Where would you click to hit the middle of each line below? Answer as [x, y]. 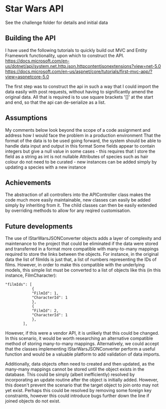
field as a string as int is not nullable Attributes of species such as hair [77, 156]
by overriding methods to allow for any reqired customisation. [68, 210]
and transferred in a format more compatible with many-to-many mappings [82, 249]
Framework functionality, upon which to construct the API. [65, 55]
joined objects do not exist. [33, 401]
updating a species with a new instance [45, 167]
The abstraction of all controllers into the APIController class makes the [78, 195]
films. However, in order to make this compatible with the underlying [75, 265]
